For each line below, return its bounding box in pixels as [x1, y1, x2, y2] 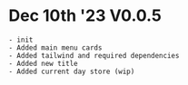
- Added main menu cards [8, 42, 103, 52]
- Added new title [8, 59, 78, 68]
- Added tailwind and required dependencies [8, 51, 180, 60]
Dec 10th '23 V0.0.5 [8, 5, 163, 26]
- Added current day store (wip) [8, 67, 135, 76]
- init [8, 35, 34, 44]
